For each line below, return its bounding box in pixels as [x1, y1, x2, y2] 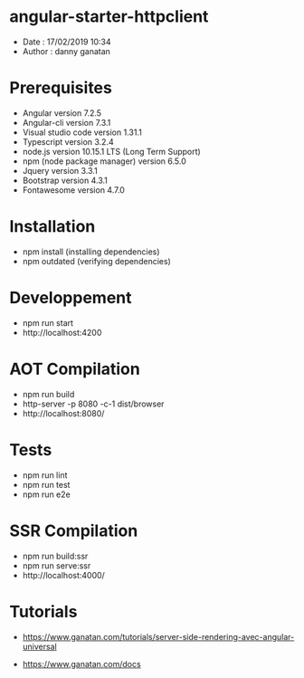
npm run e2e [22, 489, 71, 500]
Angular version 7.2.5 [22, 107, 102, 119]
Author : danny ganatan [22, 45, 111, 56]
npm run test [22, 479, 71, 490]
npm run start [22, 317, 74, 328]
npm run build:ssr [22, 550, 89, 561]
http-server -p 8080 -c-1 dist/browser [22, 398, 165, 409]
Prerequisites [9, 78, 113, 99]
